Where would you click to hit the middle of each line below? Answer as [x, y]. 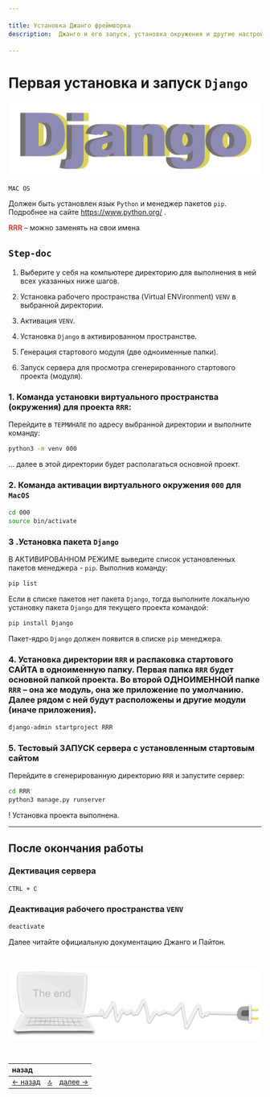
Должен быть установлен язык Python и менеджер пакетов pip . [118, 203]
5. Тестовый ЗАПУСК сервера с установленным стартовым [132, 749]
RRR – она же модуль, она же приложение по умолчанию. [126, 690]
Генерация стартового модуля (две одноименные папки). [119, 352]
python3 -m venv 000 [43, 448]
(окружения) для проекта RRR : [70, 406]
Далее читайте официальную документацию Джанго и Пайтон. [117, 942]
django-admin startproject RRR [61, 728]
